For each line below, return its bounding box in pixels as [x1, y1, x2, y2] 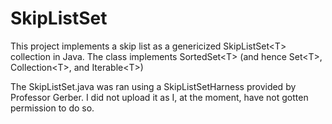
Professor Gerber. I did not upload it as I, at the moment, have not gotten [10, 91, 309, 103]
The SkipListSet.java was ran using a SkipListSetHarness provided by [10, 80, 297, 92]
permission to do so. [10, 102, 95, 114]
